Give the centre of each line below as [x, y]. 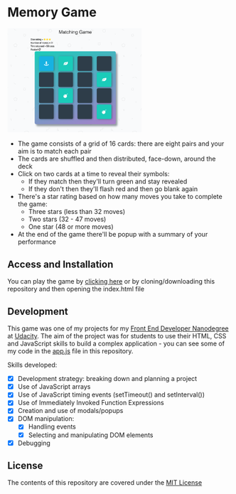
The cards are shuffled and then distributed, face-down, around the [117, 159]
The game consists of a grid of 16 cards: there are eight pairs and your [121, 144]
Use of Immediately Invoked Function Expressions [91, 403]
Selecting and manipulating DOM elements [91, 435]
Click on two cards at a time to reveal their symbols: [93, 174]
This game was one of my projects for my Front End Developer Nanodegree [118, 328]
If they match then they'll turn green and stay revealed [108, 181]
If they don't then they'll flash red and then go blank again [113, 189]
